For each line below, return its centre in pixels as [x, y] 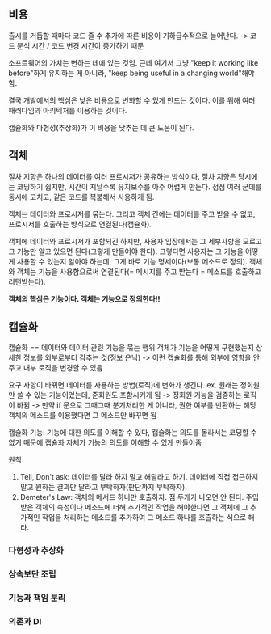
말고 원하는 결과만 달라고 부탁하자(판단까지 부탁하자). [103, 487]
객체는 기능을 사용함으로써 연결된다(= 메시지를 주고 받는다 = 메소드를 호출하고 [139, 271]
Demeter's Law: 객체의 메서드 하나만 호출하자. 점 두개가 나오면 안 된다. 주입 [140, 497]
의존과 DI [25, 622]
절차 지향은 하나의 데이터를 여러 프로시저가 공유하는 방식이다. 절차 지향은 [122, 176]
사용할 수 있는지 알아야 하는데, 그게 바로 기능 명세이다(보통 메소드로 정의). [132, 261]
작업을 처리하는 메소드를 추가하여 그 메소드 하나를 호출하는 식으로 [144, 518]
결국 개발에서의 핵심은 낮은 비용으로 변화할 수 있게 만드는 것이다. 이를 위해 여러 [132, 100]
